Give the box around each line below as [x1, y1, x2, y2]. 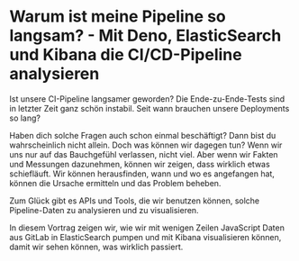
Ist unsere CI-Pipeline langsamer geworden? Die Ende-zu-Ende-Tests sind [9, 93, 285, 104]
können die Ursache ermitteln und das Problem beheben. [9, 177, 222, 188]
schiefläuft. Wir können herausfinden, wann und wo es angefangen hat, [9, 168, 275, 179]
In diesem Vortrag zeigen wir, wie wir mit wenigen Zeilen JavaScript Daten [9, 222, 285, 233]
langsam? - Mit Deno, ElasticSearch [9, 25, 282, 46]
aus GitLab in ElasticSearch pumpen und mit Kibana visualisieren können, [9, 231, 282, 242]
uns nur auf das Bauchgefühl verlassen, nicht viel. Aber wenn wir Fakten [9, 148, 278, 159]
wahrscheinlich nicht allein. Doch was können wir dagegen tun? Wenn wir [9, 139, 283, 150]
